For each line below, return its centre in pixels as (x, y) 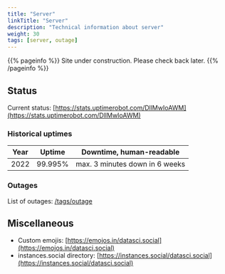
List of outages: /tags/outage (50, 201)
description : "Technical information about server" (85, 27)
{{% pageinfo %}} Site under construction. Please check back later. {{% (113, 60)
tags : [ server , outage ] (43, 41)
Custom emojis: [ (42, 241)
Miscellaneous (41, 223)
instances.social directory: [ (58, 255)
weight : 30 (23, 34)
